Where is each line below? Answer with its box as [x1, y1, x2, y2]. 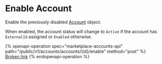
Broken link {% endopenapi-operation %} [5, 53, 90, 59]
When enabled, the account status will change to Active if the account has [5, 28, 158, 34]
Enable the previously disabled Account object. [5, 19, 102, 25]
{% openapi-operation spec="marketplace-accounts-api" [5, 43, 123, 49]
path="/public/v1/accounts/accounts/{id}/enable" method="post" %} [5, 48, 146, 54]
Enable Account [5, 3, 72, 14]
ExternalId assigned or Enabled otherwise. [5, 34, 92, 40]
